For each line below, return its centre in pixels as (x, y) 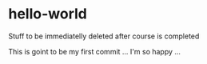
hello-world (48, 14)
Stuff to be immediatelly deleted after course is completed (104, 36)
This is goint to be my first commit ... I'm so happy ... (95, 51)
